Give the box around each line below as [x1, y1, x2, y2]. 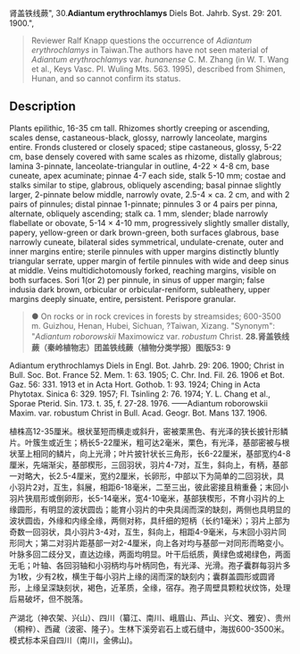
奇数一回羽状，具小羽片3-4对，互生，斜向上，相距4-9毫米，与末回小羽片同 [9, 526, 287, 537]
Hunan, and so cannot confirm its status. [30, 73, 181, 83]
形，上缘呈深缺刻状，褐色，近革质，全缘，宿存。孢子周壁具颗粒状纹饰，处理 [9, 582, 291, 592]
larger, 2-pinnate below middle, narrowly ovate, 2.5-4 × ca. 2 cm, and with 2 [9, 189, 290, 199]
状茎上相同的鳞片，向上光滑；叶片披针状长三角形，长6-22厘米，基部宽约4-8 [9, 448, 291, 458]
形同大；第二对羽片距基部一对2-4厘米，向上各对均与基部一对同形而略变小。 [9, 537, 289, 548]
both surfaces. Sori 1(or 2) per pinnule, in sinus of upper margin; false [9, 274, 265, 285]
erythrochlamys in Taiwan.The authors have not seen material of [30, 45, 269, 55]
